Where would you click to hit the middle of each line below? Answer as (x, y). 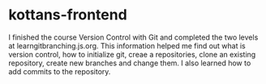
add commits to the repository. (60, 71)
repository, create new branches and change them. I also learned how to (130, 63)
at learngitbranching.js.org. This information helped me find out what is (127, 45)
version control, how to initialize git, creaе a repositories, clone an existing (132, 54)
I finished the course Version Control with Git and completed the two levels (133, 37)
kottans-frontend (68, 15)
